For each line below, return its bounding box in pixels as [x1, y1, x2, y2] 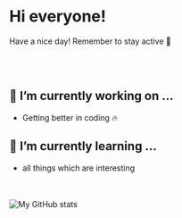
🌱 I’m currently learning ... [9, 138, 158, 154]
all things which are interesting [21, 163, 136, 173]
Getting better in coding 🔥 [21, 112, 118, 122]
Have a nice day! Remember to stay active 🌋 [9, 36, 171, 46]
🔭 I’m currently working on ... [9, 88, 174, 104]
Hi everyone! [9, 6, 107, 27]
